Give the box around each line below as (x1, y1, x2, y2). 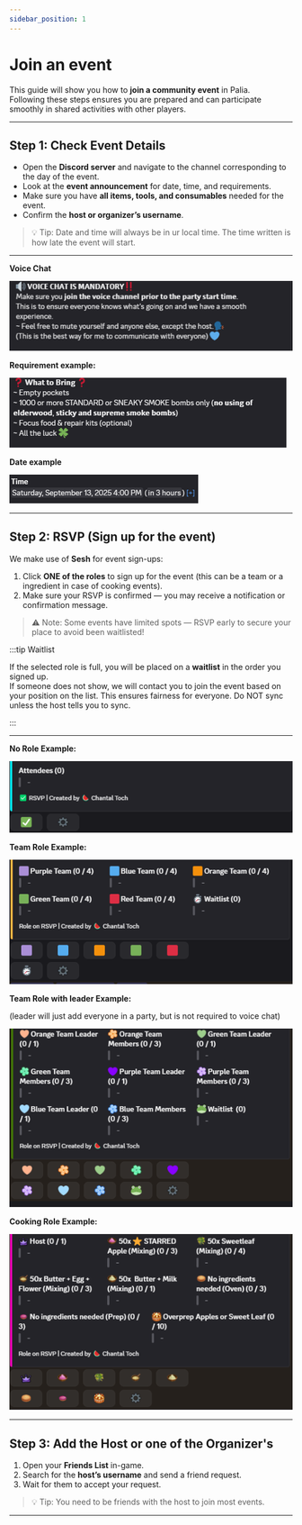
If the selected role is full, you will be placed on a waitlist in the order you (9, 661, 281, 672)
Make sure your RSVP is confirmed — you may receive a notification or (22, 590, 286, 601)
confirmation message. (22, 599, 109, 610)
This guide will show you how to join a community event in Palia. (9, 84, 251, 95)
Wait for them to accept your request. (22, 1479, 162, 1490)
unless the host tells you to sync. (9, 699, 131, 711)
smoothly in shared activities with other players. (9, 104, 187, 114)
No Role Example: (9, 743, 76, 754)
